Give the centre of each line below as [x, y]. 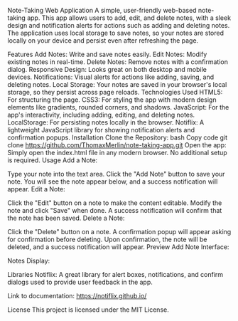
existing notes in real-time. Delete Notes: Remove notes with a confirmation [118, 62]
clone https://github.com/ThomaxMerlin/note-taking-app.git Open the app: [117, 145]
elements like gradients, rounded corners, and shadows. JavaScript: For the [118, 107]
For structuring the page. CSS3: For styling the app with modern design [112, 100]
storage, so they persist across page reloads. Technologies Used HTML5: [115, 92]
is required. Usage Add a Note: [53, 160]
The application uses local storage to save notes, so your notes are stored [116, 33]
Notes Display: [29, 261]
